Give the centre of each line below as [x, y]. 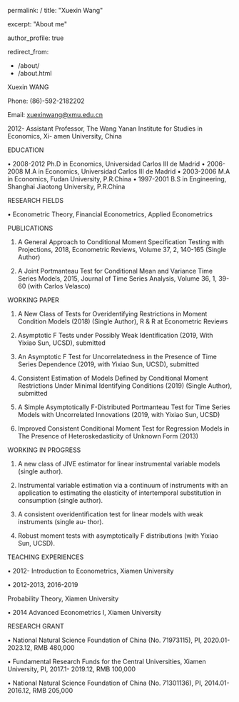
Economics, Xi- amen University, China [65, 136]
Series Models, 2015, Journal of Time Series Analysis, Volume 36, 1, [117, 279]
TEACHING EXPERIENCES [46, 557]
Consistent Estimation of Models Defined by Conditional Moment [113, 378]
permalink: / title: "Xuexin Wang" [55, 10]
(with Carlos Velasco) [59, 286]
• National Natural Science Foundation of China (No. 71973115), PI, [105, 640]
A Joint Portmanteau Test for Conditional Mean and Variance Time [115, 271]
